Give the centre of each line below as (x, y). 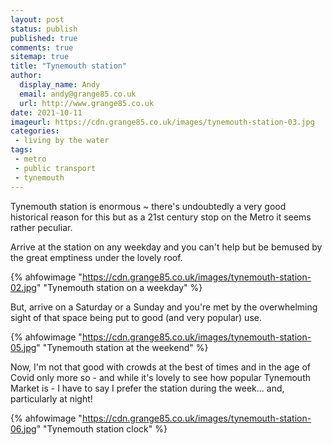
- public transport (55, 168)
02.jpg (23, 287)
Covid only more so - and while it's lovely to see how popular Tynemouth (161, 377)
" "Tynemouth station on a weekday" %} (119, 287)
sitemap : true (40, 57)
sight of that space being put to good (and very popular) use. (136, 317)
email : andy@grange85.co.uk (78, 94)
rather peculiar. (41, 227)
